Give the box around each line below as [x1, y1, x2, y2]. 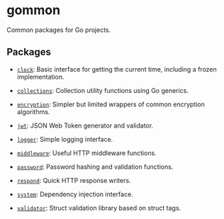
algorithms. [16, 107, 50, 116]
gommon [6, 2, 61, 18]
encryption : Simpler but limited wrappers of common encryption [16, 100, 205, 108]
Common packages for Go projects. [6, 26, 111, 34]
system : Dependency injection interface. [16, 190, 134, 198]
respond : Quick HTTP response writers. [16, 176, 132, 184]
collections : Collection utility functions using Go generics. [16, 86, 189, 94]
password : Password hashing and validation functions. [16, 162, 174, 171]
